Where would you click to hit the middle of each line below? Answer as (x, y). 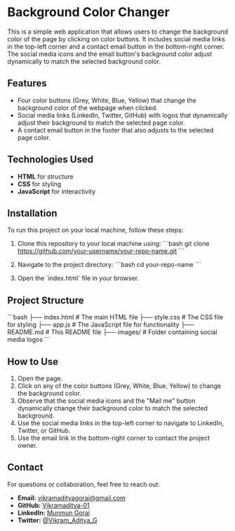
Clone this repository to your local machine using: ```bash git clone (113, 244)
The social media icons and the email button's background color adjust (110, 54)
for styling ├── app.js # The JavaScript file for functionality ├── (101, 325)
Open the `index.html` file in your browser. (78, 278)
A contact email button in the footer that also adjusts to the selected (115, 130)
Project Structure (46, 300)
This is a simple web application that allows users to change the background (118, 32)
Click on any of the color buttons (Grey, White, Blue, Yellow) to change (119, 386)
